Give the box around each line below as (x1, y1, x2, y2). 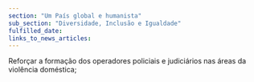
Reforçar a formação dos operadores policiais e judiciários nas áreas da (8, 56, 247, 66)
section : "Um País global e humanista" (8, 11, 142, 20)
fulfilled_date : (8, 27, 63, 35)
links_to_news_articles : (8, 34, 92, 43)
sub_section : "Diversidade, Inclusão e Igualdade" (8, 19, 182, 27)
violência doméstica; (8, 65, 77, 75)
